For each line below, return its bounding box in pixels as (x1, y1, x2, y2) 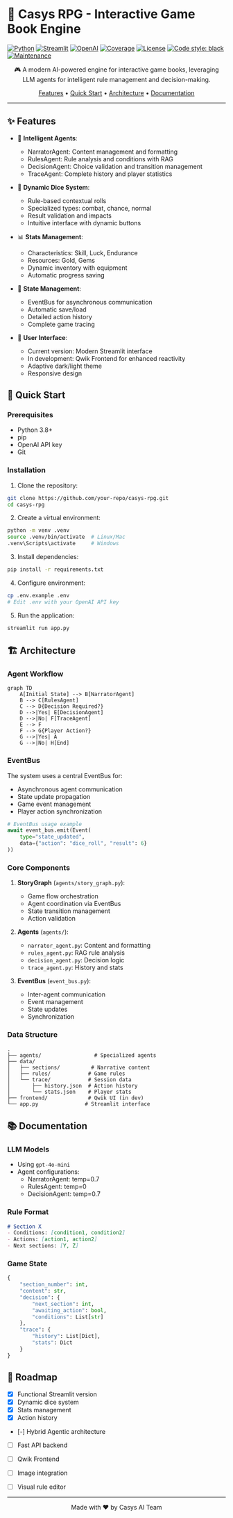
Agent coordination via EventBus (27, 900, 121, 908)
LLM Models (7, 1144, 50, 1154)
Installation (7, 465, 46, 475)
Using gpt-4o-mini (17, 1161, 71, 1169)
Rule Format (7, 1207, 49, 1217)
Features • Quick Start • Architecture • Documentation (38, 88, 195, 97)
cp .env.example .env (7, 592, 70, 599)
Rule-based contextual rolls (27, 196, 107, 204)
